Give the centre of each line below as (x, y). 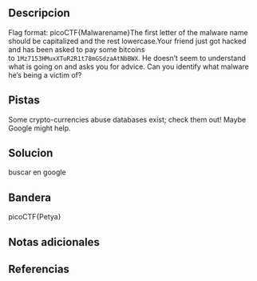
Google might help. (40, 128)
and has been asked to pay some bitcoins (77, 49)
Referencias (39, 269)
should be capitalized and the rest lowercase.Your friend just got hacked (127, 41)
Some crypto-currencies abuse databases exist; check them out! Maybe (127, 119)
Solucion (31, 153)
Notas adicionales (54, 242)
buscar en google (37, 172)
